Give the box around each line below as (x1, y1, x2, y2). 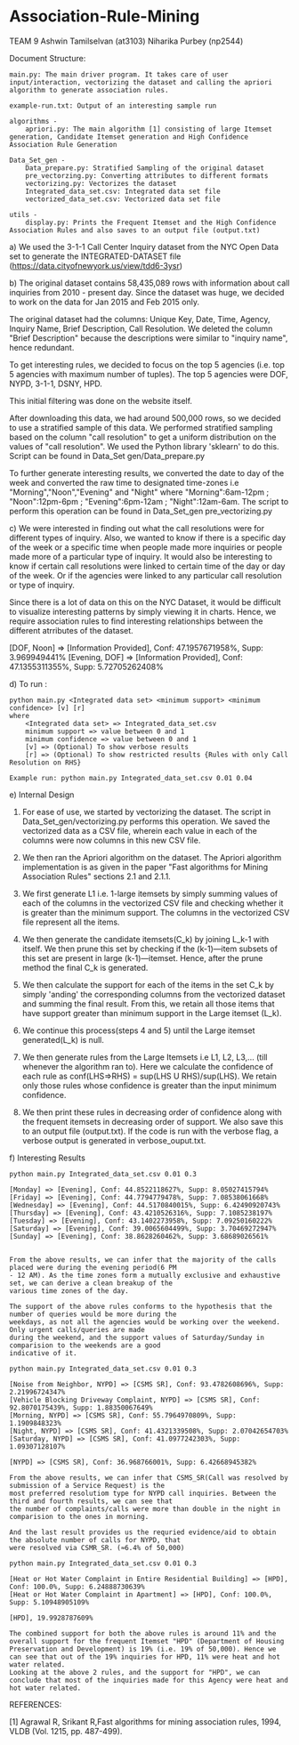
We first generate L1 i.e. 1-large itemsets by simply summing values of (21, 888, 279, 899)
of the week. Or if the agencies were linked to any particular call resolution (9, 570, 282, 580)
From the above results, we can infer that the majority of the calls (9, 1255, 277, 1264)
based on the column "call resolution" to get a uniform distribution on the (9, 432, 277, 442)
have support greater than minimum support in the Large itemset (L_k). (21, 1007, 282, 1018)
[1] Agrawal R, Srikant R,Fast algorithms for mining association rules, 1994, (9, 1716, 282, 1727)
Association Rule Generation (9, 140, 117, 149)
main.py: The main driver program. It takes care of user (9, 69, 229, 79)
